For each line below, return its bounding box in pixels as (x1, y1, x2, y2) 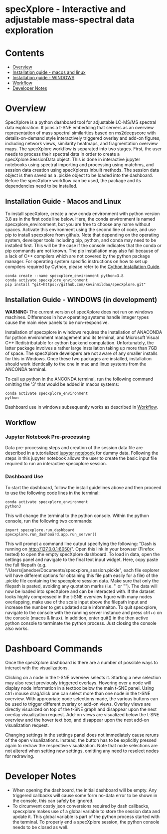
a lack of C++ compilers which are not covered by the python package (5, 253, 151, 259)
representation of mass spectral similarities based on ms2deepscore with (5, 130, 156, 136)
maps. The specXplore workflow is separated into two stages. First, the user (5, 146, 162, 152)
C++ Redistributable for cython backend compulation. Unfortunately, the (5, 339, 154, 345)
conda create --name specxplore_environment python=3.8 (5, 273, 124, 278)
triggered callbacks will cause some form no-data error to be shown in (12, 792, 158, 798)
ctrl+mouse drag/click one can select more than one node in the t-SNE (5, 690, 151, 696)
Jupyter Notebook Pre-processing (5, 433, 90, 440)
